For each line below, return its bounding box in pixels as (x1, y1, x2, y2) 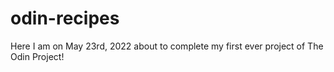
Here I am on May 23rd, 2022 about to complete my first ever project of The (10, 40, 324, 52)
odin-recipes (10, 7, 120, 30)
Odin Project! (10, 50, 65, 62)
